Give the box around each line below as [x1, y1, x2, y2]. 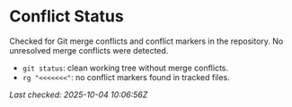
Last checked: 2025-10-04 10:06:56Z [9, 89, 148, 100]
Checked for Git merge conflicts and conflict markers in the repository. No [9, 36, 284, 46]
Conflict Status [9, 6, 124, 27]
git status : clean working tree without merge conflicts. [22, 62, 229, 73]
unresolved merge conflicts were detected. [9, 45, 169, 55]
